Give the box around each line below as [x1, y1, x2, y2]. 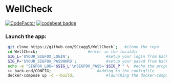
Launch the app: [5, 33, 47, 40]
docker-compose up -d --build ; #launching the [7, 73, 139, 78]
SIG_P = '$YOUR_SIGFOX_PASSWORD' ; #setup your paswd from [7, 58, 157, 64]
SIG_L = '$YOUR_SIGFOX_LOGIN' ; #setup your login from [7, 54, 157, 59]
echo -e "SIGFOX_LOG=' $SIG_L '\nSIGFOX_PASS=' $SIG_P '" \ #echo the [7, 64, 155, 69]
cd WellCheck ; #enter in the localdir [7, 49, 139, 54]
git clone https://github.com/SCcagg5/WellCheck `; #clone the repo [7, 45, 159, 50]
